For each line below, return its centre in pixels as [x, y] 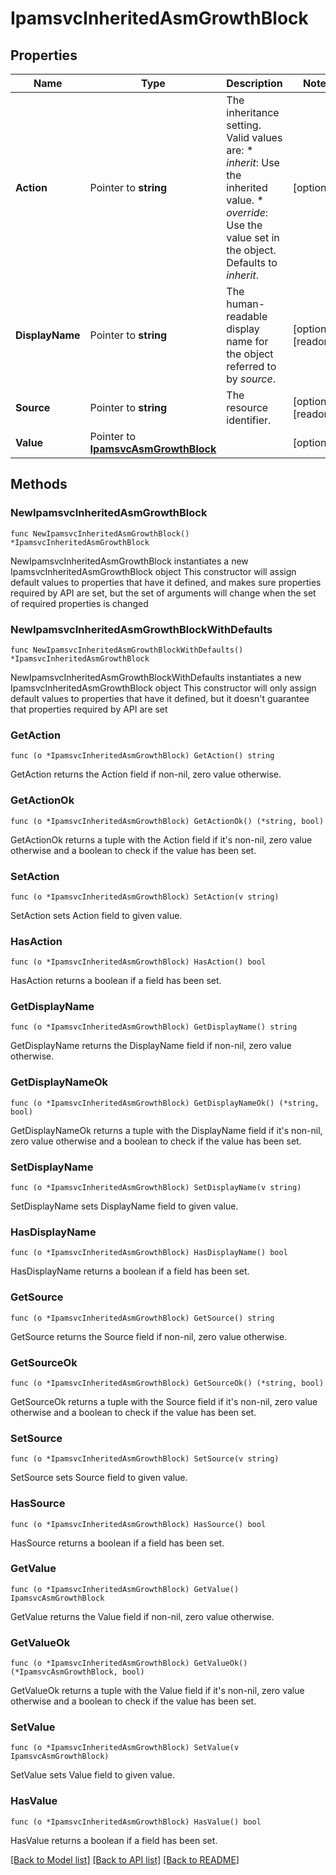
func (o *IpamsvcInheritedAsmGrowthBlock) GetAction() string [142, 756]
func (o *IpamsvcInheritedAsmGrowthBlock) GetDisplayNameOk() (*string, [165, 1103]
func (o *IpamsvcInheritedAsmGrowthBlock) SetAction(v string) [145, 897]
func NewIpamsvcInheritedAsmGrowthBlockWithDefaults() [127, 650]
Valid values [254, 137]
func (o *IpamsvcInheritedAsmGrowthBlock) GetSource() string [142, 1318]
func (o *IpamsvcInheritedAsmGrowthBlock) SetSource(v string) [145, 1459]
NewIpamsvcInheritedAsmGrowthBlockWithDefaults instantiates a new [156, 677]
